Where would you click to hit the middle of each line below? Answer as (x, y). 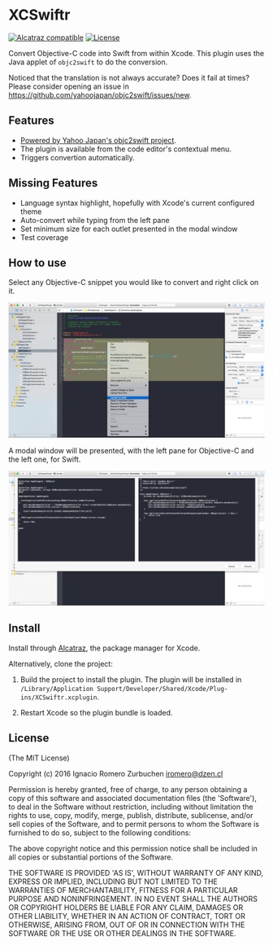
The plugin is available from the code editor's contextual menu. (126, 149)
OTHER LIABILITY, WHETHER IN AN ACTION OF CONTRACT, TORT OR (127, 916)
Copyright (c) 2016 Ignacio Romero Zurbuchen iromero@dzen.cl (116, 773)
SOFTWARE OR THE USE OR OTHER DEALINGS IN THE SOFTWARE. (122, 933)
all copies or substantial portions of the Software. (91, 857)
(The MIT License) (39, 758)
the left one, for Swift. (45, 459)
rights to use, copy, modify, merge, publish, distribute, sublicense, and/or (131, 815)
